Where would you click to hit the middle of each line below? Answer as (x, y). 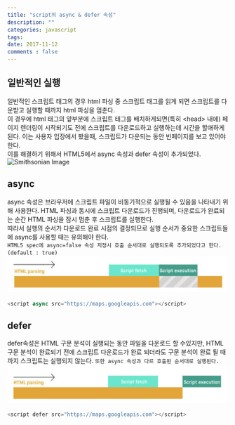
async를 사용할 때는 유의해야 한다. (61, 237)
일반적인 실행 (34, 83)
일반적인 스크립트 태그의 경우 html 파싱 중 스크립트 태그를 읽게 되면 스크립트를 (113, 101)
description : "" (31, 22)
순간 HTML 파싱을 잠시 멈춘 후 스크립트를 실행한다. (84, 219)
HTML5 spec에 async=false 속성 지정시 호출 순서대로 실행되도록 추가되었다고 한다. (115, 245)
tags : (15, 37)
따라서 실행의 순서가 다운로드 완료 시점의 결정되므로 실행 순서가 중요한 (103, 228)
